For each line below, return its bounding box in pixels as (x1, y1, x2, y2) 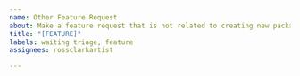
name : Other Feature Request (9, 12, 118, 22)
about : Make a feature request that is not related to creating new (9, 21, 270, 30)
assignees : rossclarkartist (9, 46, 114, 55)
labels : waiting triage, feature (9, 37, 134, 47)
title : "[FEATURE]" (9, 29, 82, 38)
